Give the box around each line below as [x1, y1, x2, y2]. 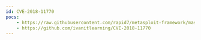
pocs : [5, 14, 19, 20]
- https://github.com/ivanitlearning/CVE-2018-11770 [16, 25, 151, 31]
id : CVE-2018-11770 [5, 8, 55, 15]
